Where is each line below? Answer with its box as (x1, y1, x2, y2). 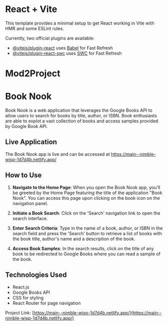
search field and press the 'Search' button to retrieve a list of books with (12, 230, 162, 236)
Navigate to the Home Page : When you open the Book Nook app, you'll (12, 184, 160, 190)
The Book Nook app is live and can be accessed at (5, 151, 110, 157)
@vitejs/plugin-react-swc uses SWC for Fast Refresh (12, 50, 122, 56)
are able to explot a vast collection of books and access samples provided (5, 118, 158, 124)
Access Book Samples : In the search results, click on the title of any (12, 245, 154, 251)
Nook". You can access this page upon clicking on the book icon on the (12, 195, 160, 201)
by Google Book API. (5, 123, 48, 129)
